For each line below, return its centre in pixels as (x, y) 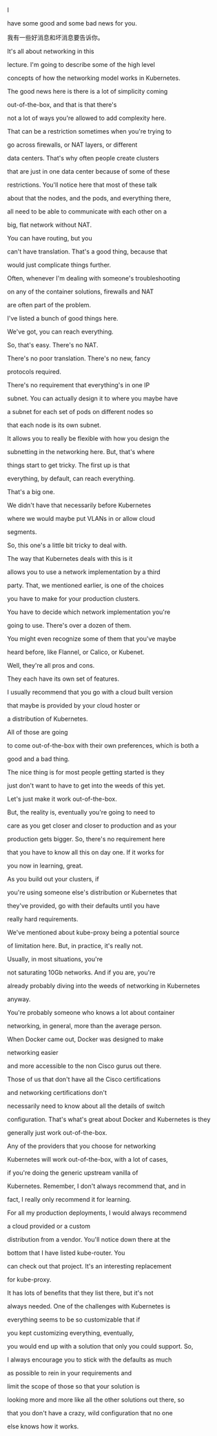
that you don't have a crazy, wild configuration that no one (90, 1413)
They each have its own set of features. (63, 679)
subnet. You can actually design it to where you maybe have (93, 398)
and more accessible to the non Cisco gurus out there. (84, 1066)
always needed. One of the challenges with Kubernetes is (89, 1306)
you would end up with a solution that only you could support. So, (100, 1346)
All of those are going (38, 732)
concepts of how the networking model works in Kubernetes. (94, 78)
